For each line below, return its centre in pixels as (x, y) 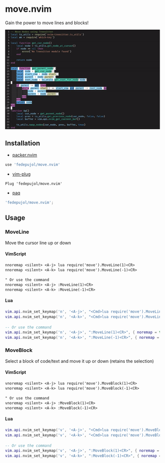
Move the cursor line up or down (38, 243)
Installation (23, 143)
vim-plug (21, 174)
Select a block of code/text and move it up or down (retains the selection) (80, 361)
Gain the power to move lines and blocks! (47, 23)
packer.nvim (25, 155)
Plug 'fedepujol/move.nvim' (34, 184)
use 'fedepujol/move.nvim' (33, 165)
